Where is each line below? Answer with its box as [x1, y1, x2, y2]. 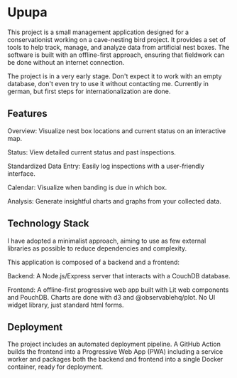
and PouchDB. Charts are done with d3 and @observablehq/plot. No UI [7, 293, 216, 301]
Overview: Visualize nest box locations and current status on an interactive [7, 126, 226, 135]
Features [7, 107, 48, 120]
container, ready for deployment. [7, 362, 104, 371]
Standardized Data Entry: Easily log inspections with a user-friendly [7, 162, 204, 170]
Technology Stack [7, 218, 89, 230]
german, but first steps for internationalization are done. [7, 87, 171, 95]
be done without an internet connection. [7, 58, 125, 66]
